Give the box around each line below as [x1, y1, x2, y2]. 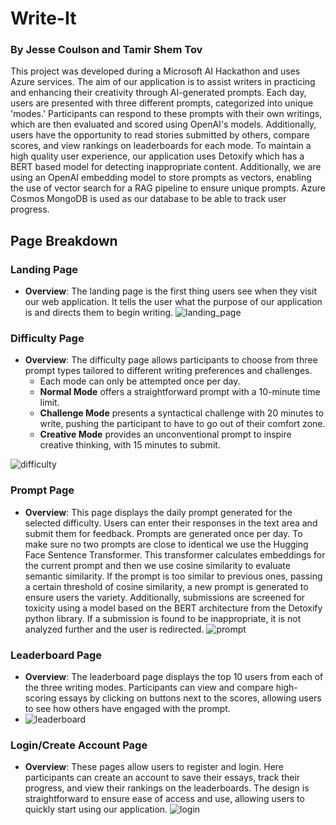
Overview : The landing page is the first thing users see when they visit [24, 285, 317, 297]
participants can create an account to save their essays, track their [24, 772, 301, 784]
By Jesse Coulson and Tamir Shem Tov [10, 43, 203, 57]
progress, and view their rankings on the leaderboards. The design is [24, 782, 310, 794]
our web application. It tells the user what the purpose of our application [24, 296, 323, 308]
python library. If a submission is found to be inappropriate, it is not [24, 612, 302, 624]
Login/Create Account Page [10, 738, 148, 752]
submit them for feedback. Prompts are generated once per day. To [24, 527, 303, 539]
